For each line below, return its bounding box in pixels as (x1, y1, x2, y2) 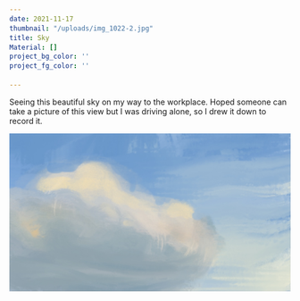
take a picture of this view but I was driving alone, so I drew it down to (9, 105, 267, 116)
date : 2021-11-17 (9, 14, 74, 23)
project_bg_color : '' (9, 52, 90, 62)
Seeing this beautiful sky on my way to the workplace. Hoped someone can (9, 96, 287, 107)
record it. (9, 115, 43, 126)
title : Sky (9, 33, 50, 42)
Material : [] (9, 43, 58, 52)
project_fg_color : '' (9, 62, 90, 71)
